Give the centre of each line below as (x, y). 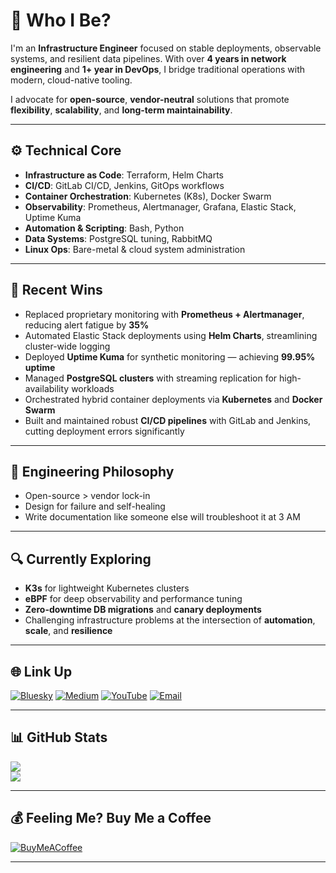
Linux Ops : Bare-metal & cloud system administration (135, 249)
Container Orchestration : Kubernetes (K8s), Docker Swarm (148, 196)
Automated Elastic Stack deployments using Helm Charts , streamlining (171, 335)
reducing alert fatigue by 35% (87, 325)
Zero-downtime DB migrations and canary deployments (143, 610)
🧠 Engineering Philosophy (92, 471)
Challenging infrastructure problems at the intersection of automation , (170, 620)
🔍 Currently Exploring (81, 559)
